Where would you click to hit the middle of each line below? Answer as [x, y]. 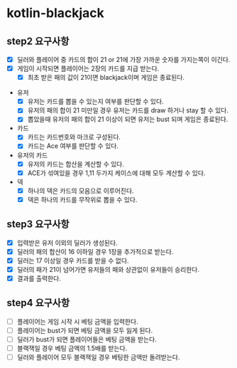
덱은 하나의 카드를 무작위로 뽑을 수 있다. [82, 199]
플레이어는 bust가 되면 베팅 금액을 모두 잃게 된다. [85, 330]
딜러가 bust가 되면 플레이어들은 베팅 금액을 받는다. [87, 339]
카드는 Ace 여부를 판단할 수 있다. [73, 146]
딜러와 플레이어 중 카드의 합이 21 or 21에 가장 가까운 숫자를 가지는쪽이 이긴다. [123, 59]
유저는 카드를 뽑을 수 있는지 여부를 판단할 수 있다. [95, 102]
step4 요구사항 [38, 303]
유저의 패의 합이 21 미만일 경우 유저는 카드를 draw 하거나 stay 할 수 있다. [128, 110]
